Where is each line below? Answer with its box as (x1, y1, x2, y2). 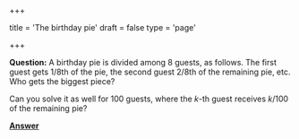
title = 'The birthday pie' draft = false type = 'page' (9, 22, 197, 32)
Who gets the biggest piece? (9, 76, 115, 86)
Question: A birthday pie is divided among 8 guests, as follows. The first (9, 57, 278, 67)
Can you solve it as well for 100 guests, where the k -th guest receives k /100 (9, 93, 289, 104)
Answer (9, 120, 39, 131)
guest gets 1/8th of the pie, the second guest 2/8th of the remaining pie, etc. (9, 66, 291, 77)
